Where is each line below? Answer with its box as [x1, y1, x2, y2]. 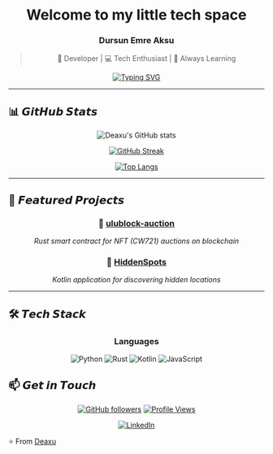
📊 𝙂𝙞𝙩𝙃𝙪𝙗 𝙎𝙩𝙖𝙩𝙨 [8, 104, 97, 119]
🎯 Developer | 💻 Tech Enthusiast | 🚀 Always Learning [57, 54, 236, 63]
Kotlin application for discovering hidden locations [52, 275, 221, 285]
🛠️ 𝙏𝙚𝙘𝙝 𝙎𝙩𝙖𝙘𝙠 [8, 307, 87, 321]
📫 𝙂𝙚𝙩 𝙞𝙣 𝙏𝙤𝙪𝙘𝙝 [8, 378, 97, 392]
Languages [113, 335, 160, 347]
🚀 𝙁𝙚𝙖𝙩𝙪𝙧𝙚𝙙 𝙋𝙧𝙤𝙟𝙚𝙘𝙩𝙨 [8, 193, 124, 207]
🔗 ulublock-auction [98, 217, 175, 229]
